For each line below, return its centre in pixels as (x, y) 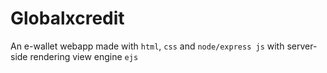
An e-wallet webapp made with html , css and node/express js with (147, 46)
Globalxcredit (67, 18)
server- (302, 46)
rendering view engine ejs (84, 56)
